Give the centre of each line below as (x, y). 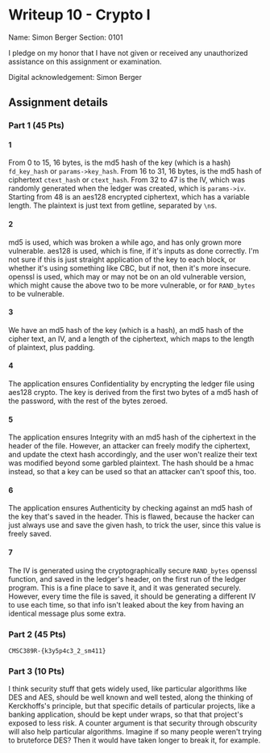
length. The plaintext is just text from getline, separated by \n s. (113, 206)
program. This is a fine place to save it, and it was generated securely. (125, 587)
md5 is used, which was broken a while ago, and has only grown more (125, 242)
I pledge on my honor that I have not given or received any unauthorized (128, 53)
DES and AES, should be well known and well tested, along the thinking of (131, 697)
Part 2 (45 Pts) (37, 634)
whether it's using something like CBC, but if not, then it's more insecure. (130, 267)
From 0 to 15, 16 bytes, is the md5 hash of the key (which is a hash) (120, 162)
